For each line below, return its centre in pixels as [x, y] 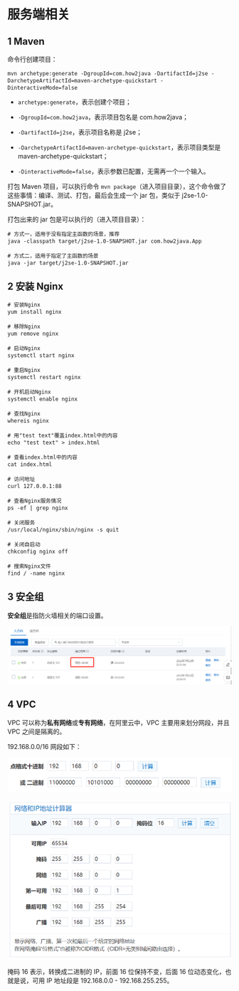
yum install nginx [34, 312]
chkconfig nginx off [38, 551]
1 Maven [26, 41]
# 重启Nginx [24, 370]
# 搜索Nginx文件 [29, 566]
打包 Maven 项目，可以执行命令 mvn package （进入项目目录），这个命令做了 [117, 186]
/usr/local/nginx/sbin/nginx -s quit [63, 530]
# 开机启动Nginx [29, 392]
